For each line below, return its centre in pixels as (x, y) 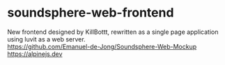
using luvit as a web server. (46, 39)
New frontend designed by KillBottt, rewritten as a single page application (113, 32)
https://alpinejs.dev (35, 54)
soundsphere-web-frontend (91, 13)
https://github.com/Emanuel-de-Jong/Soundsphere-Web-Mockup (102, 46)
